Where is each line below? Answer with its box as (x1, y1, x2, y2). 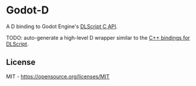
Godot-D (6, 4, 49, 17)
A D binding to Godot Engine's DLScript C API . (6, 23, 118, 30)
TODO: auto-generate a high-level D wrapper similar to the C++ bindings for (6, 34, 190, 41)
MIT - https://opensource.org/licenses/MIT (6, 73, 110, 80)
